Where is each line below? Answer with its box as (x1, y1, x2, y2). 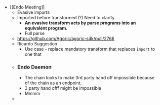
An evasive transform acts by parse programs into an (24, 20, 136, 26)
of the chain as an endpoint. (24, 80, 82, 86)
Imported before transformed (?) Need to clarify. (17, 15, 116, 20)
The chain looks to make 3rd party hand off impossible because (24, 75, 155, 81)
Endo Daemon (17, 64, 52, 70)
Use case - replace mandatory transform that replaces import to (24, 46, 155, 52)
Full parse (24, 31, 45, 36)
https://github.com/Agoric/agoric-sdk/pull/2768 (17, 35, 115, 41)
